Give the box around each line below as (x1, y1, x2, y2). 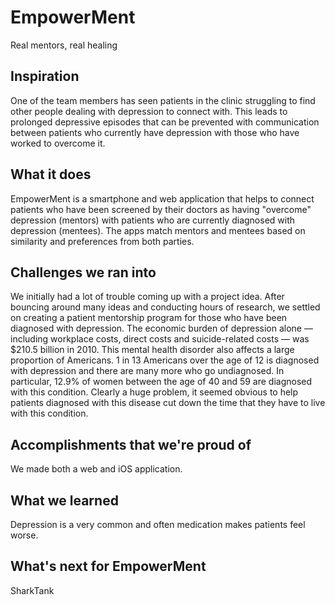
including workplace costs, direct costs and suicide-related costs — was (10, 333, 310, 345)
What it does (10, 166, 92, 183)
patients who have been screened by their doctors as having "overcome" (10, 203, 312, 215)
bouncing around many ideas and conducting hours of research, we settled (10, 301, 321, 313)
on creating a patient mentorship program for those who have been (10, 312, 288, 324)
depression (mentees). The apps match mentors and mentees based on (10, 224, 306, 236)
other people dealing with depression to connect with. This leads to (10, 105, 288, 117)
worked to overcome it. (10, 137, 106, 149)
